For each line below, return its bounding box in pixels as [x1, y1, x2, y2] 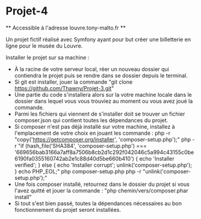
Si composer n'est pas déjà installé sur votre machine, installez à [14, 123, 175, 130]
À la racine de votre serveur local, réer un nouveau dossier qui [14, 65, 170, 73]
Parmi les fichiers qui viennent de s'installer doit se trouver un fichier [14, 110, 185, 117]
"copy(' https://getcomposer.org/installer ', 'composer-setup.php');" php [14, 135, 191, 143]
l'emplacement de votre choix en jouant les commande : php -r [14, 129, 171, 137]
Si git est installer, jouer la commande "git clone [14, 78, 133, 85]
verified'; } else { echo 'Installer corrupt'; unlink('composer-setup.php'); [14, 161, 193, 168]
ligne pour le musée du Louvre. [5, 42, 83, 49]
